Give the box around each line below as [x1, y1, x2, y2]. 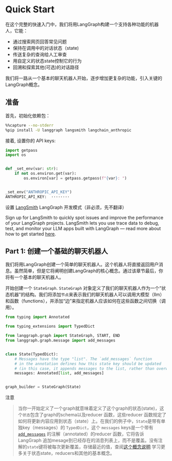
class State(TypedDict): [5, 351, 58, 357]
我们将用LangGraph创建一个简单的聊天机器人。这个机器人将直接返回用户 [5, 262, 159, 268]
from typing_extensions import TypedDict [5, 324, 95, 329]
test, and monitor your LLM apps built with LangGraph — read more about [5, 225, 161, 231]
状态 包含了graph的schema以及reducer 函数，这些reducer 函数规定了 [22, 412, 166, 418]
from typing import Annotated [5, 314, 70, 320]
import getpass [5, 148, 38, 153]
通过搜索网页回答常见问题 [12, 38, 67, 45]
